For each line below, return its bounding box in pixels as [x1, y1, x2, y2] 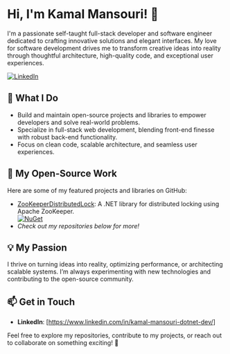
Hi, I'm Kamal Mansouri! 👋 [7, 6, 159, 22]
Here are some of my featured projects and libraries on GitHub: [7, 186, 187, 194]
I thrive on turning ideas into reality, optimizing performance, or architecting [7, 260, 223, 269]
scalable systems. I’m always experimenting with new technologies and [7, 267, 211, 276]
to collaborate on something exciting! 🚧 [7, 339, 119, 347]
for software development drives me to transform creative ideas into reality [7, 44, 222, 52]
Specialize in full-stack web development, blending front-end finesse [17, 125, 215, 134]
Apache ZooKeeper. [17, 207, 75, 215]
